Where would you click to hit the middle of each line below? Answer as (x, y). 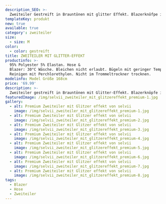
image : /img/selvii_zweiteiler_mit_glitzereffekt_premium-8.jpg (82, 176)
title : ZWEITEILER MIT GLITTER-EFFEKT (45, 56)
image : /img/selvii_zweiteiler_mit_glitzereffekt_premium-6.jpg (82, 157)
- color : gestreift (30, 51)
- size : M (20, 42)
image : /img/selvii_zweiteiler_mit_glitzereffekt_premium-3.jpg (82, 129)
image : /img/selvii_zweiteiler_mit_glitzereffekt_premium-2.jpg (82, 120)
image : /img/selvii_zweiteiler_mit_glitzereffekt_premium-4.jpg (82, 139)
